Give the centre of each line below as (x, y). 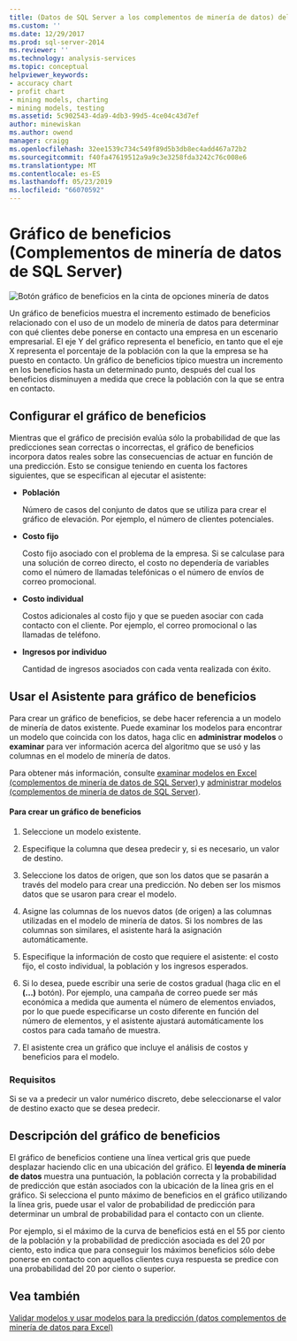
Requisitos (32, 1079)
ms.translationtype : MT (53, 166)
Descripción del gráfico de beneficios (115, 1136)
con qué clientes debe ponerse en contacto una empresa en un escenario (144, 332)
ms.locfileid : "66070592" (57, 190)
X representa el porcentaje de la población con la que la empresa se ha (139, 351)
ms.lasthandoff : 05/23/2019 (61, 182)
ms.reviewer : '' (39, 50)
